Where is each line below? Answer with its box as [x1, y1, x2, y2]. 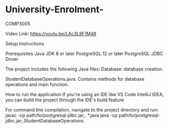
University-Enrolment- [5, 4, 104, 15]
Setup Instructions [5, 40, 45, 47]
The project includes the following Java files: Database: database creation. [5, 66, 163, 72]
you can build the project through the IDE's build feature [5, 97, 124, 103]
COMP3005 [5, 21, 31, 27]
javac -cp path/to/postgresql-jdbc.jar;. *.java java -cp [5, 112, 118, 118]
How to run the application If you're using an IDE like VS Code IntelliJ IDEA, [5, 91, 164, 97]
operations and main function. [5, 81, 69, 87]
